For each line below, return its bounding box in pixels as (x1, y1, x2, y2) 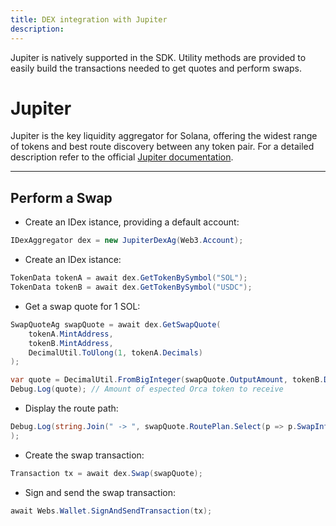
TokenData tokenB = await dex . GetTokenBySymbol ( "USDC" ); (10, 282, 253, 292)
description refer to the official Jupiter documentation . (10, 151, 234, 163)
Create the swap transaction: (24, 449, 145, 461)
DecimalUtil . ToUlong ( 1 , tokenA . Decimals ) (28, 347, 203, 358)
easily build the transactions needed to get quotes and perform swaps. (10, 62, 302, 74)
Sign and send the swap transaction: (24, 486, 177, 498)
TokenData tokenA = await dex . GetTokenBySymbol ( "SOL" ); (10, 273, 248, 283)
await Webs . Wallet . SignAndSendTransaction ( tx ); (10, 506, 213, 516)
